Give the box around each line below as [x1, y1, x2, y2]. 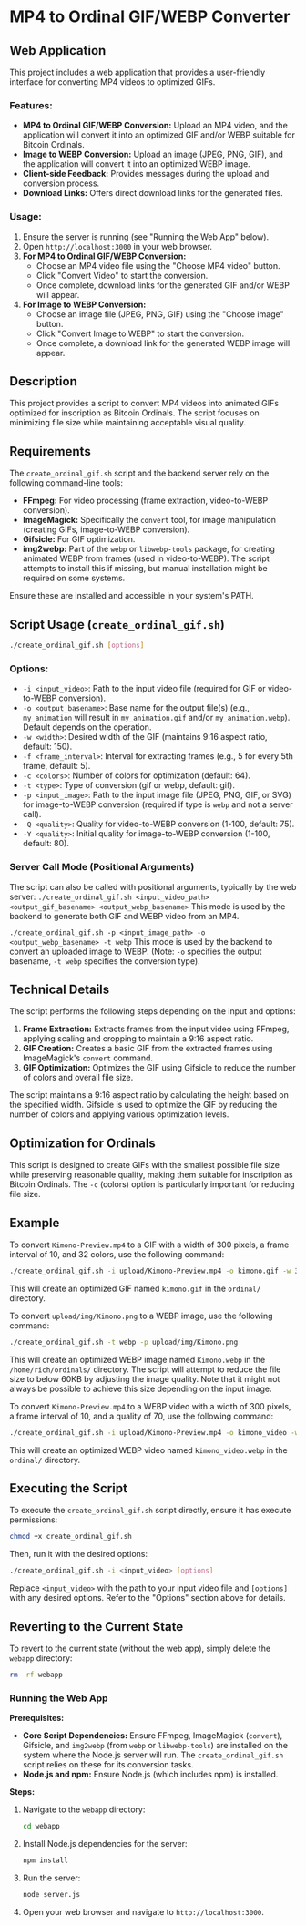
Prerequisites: [9, 1713, 65, 1724]
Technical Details [9, 981, 110, 997]
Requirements [9, 444, 91, 459]
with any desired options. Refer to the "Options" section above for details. [9, 1593, 286, 1603]
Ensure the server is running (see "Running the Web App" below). [22, 231, 270, 242]
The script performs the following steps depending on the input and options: [9, 1006, 296, 1017]
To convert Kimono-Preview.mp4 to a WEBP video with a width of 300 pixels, [9, 1400, 291, 1411]
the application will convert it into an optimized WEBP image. [22, 159, 250, 169]
